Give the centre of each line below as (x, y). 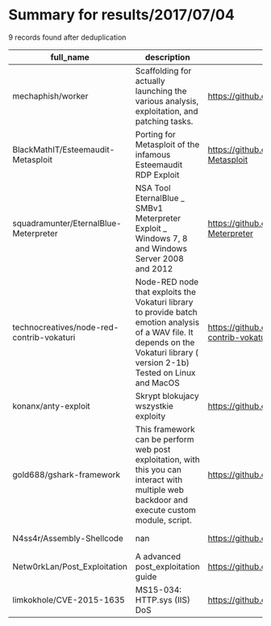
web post (153, 449)
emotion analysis (167, 322)
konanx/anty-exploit (51, 405)
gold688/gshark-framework (67, 474)
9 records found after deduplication (67, 37)
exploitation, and (167, 111)
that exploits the (165, 292)
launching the (161, 90)
